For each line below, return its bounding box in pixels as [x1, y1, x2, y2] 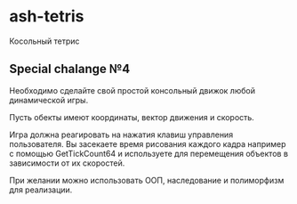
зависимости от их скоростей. [9, 158, 125, 168]
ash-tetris [9, 6, 84, 27]
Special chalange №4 [9, 61, 131, 77]
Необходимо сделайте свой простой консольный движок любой [9, 85, 256, 95]
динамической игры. [9, 94, 89, 105]
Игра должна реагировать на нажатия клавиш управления [9, 129, 234, 140]
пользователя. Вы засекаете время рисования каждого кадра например [9, 138, 286, 149]
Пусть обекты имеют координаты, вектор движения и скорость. [9, 111, 255, 122]
